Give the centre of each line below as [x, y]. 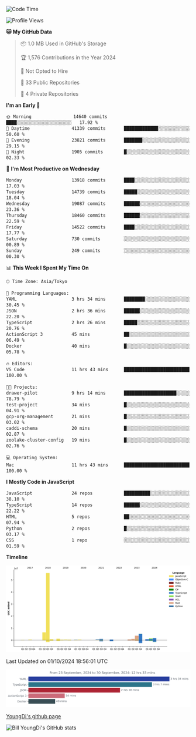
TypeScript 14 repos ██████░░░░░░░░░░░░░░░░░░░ [98, 505]
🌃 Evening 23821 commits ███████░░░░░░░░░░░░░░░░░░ [98, 140]
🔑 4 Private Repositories [49, 94]
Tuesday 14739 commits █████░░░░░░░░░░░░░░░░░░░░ [98, 192]
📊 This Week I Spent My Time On [47, 268]
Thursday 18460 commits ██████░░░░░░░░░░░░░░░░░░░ [98, 216]
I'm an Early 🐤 [23, 105]
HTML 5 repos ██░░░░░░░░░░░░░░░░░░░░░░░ [98, 517]
